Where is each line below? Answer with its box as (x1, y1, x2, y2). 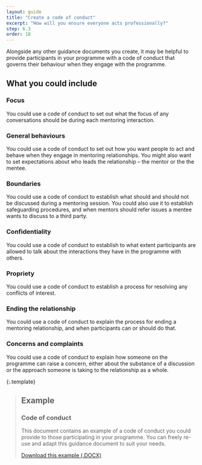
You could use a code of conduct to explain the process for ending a (6, 318, 177, 325)
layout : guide (6, 8, 42, 15)
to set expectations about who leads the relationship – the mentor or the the (6, 158, 195, 165)
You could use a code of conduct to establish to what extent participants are (6, 241, 196, 248)
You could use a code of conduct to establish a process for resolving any (6, 283, 188, 290)
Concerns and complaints (6, 339, 84, 348)
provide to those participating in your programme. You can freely (21, 434, 183, 441)
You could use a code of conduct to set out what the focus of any (6, 110, 169, 117)
